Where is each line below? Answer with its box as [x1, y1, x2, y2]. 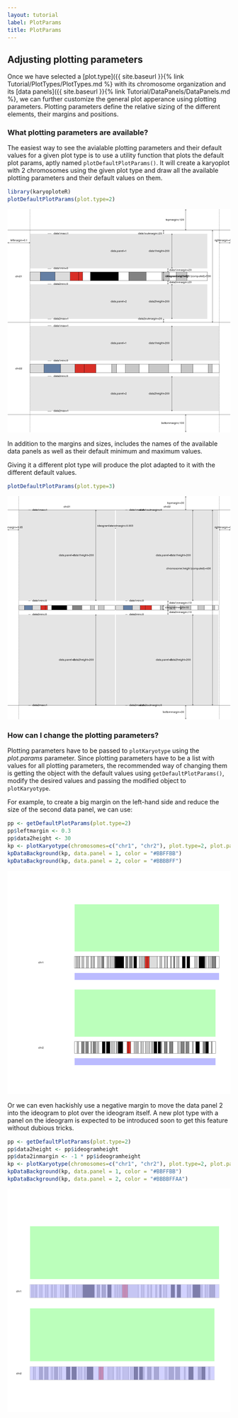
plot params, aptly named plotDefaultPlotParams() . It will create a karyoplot [7, 159, 230, 167]
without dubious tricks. [7, 1123, 74, 1132]
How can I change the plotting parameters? [7, 731, 159, 741]
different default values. [7, 468, 77, 477]
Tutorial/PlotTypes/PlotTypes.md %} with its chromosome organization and [7, 80, 227, 89]
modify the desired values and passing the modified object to [7, 777, 186, 785]
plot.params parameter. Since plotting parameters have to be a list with [7, 754, 215, 763]
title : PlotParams [7, 26, 62, 33]
